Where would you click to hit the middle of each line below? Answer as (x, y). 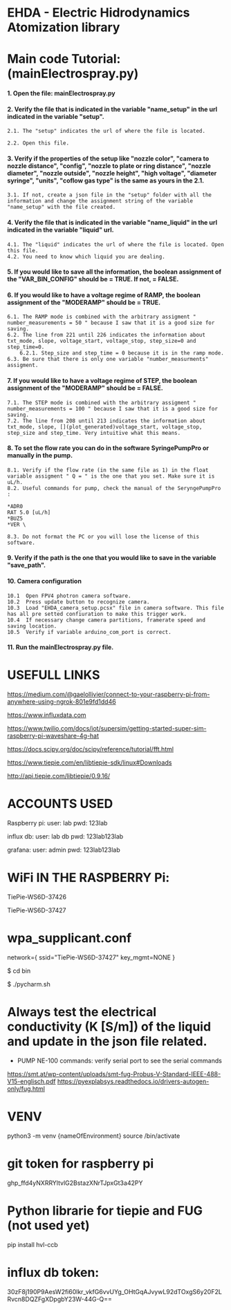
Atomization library (64, 27)
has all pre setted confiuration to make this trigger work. (97, 614)
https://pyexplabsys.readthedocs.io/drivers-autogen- (133, 1081)
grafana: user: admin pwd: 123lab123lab (64, 850)
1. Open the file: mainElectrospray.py (61, 93)
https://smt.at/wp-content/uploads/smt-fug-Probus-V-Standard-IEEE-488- (114, 1074)
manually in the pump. (40, 456)
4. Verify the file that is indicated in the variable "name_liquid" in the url (112, 222)
